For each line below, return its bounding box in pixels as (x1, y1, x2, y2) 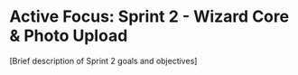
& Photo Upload (9, 25, 128, 46)
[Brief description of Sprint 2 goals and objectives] (9, 55, 198, 66)
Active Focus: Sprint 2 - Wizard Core (9, 6, 290, 27)
